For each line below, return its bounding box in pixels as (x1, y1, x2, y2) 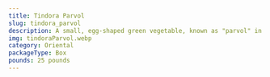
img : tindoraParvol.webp (8, 34, 92, 43)
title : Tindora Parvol (8, 11, 85, 20)
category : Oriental (8, 42, 74, 50)
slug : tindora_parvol (8, 19, 82, 27)
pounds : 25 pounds (8, 57, 70, 65)
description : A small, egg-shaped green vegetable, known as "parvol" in (8, 26, 263, 34)
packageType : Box (8, 49, 67, 57)
